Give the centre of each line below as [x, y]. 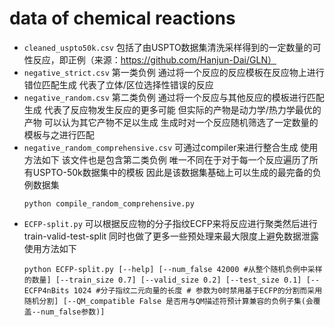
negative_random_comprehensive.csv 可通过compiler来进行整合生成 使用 [171, 147]
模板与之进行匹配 [59, 134]
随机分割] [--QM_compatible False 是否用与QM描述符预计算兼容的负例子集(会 [168, 301]
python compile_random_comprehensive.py [109, 203]
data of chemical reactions [122, 18]
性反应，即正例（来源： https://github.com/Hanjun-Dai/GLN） [150, 59]
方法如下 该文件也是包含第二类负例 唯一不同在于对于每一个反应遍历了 [166, 159]
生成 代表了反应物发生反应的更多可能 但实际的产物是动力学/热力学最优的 [172, 109]
